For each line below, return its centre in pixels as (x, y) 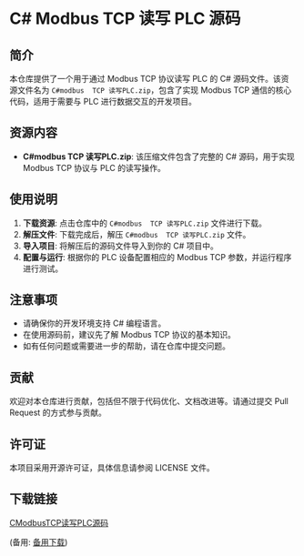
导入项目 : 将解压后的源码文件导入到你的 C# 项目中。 (120, 246)
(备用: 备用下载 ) (39, 541)
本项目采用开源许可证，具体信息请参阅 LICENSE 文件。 (112, 468)
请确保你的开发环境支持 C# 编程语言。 (94, 323)
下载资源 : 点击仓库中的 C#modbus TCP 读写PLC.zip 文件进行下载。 (144, 223)
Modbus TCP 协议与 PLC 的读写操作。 (94, 167)
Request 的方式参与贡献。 (58, 413)
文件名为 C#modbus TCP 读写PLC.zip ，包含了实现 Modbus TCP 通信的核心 (154, 90)
